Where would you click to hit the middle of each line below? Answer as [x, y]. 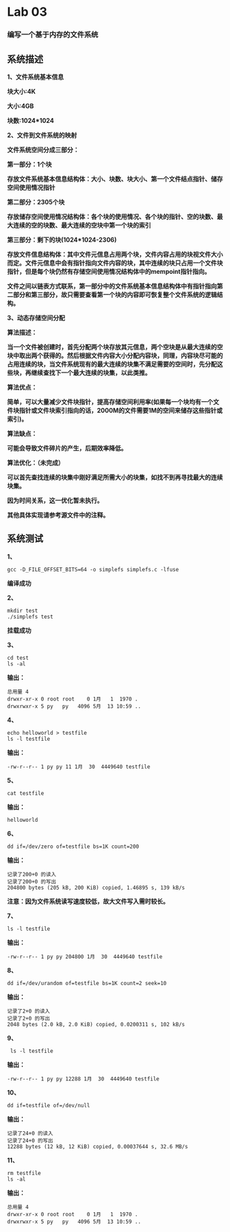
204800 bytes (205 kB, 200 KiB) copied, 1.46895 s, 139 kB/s [96, 888]
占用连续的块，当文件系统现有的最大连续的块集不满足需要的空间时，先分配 [112, 364]
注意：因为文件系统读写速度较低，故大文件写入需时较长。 [88, 901]
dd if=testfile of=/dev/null [49, 1105]
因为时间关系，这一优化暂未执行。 [55, 500]
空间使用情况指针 [31, 187]
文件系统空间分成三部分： [43, 150]
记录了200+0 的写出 [32, 881]
